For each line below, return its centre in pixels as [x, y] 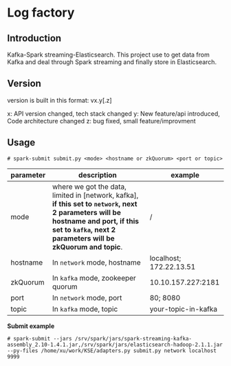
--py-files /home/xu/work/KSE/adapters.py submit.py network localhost [112, 350]
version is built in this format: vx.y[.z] [59, 100]
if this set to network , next [95, 203]
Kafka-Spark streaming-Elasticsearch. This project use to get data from [108, 54]
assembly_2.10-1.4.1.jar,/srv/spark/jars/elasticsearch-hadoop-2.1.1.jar [115, 345]
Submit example [31, 326]
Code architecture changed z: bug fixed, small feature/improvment [101, 121]
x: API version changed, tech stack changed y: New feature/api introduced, [113, 113]
